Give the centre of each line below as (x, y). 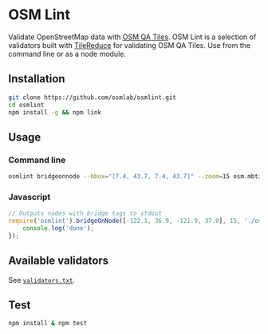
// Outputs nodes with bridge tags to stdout (85, 213)
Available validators (59, 261)
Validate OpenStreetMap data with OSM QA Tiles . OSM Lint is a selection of (132, 37)
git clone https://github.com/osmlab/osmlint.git (93, 97)
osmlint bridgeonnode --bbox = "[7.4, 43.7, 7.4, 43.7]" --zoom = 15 (119, 177)
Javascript (30, 197)
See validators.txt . (42, 280)
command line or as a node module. (67, 54)
